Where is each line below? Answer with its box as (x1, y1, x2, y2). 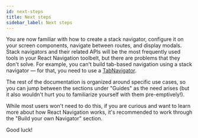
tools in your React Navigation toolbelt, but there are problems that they (6, 54, 180, 62)
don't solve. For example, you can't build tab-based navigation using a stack (6, 61, 192, 68)
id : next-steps (6, 8, 44, 15)
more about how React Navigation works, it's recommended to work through (6, 109, 193, 116)
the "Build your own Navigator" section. (6, 115, 103, 122)
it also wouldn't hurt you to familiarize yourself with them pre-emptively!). (6, 91, 185, 98)
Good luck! (6, 126, 33, 133)
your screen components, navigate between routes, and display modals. (6, 42, 182, 49)
